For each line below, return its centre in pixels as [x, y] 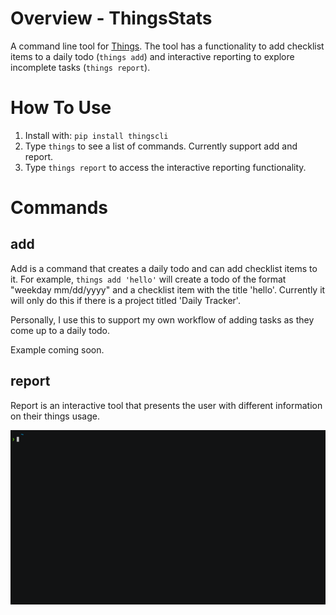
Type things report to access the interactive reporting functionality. [165, 167]
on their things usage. [55, 416]
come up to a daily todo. [60, 330]
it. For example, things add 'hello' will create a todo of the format [148, 279]
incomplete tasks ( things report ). [80, 67]
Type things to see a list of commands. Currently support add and [161, 146]
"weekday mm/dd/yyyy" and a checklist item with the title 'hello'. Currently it [168, 289]
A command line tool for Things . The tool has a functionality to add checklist [167, 46]
